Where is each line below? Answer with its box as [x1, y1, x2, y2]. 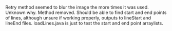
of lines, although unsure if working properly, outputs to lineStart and [5, 15, 151, 20]
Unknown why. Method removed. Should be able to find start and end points [5, 9, 167, 15]
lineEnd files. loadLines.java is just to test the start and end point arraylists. [5, 20, 163, 26]
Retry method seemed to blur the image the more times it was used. [5, 4, 149, 10]
